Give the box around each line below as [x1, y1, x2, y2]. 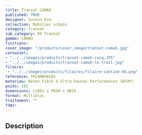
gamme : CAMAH [5, 36, 33, 41]
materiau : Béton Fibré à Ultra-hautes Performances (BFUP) [5, 79, 134, 84]
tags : [5, 103, 17, 108]
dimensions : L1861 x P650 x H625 [5, 88, 77, 94]
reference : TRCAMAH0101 [5, 74, 56, 79]
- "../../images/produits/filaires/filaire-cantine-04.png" [7, 70, 138, 75]
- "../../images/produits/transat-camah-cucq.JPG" [5, 55, 115, 60]
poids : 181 [5, 83, 29, 88]
